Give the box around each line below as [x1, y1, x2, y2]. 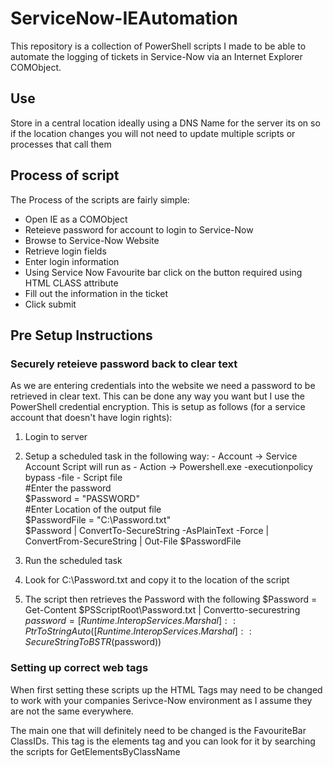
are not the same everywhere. [10, 705, 134, 717]
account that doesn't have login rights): [10, 412, 173, 424]
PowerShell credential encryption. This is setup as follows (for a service [10, 401, 306, 413]
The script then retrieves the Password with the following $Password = [24, 593, 318, 606]
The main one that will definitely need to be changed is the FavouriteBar [10, 724, 307, 736]
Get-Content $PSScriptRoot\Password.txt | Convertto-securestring [24, 604, 301, 616]
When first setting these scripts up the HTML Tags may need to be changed [10, 683, 323, 696]
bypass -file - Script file [24, 472, 123, 484]
